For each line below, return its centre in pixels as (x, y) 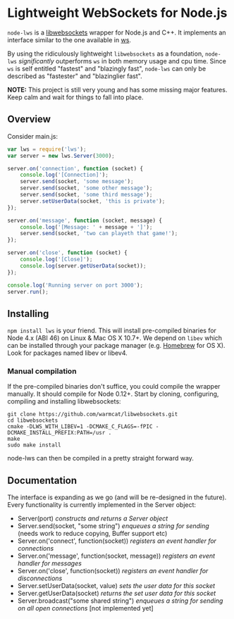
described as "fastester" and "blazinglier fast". (75, 76)
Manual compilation (42, 371)
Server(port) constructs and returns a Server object (93, 518)
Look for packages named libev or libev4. (68, 353)
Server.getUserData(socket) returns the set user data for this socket (117, 594)
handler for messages (50, 563)
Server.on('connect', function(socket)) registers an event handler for (117, 541)
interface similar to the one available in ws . (69, 39)
